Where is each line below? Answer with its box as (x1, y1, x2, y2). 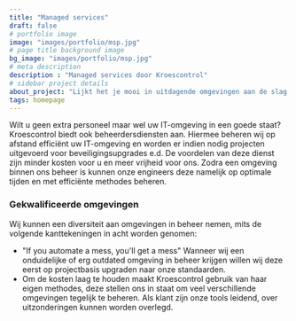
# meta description (9, 63, 82, 72)
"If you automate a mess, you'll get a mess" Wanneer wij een (21, 245, 245, 255)
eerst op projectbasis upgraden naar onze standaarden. (21, 263, 226, 275)
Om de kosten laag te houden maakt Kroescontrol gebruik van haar (21, 273, 268, 284)
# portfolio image (9, 29, 77, 38)
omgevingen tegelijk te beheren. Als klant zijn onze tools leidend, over (21, 292, 278, 302)
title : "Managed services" (9, 12, 109, 22)
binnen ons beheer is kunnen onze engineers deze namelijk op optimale (9, 167, 272, 177)
